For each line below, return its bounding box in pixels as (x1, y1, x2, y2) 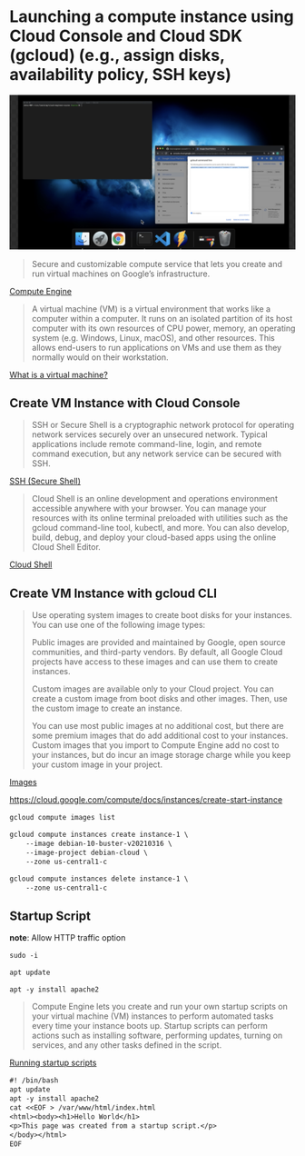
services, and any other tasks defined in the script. (31, 1040, 222, 1051)
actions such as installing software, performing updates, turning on (31, 1030, 283, 1041)
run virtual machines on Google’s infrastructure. (31, 268, 211, 279)
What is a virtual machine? (9, 369, 109, 380)
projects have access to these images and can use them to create (31, 656, 279, 667)
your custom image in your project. (31, 759, 163, 770)
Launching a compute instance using (9, 6, 295, 27)
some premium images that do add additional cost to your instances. (31, 730, 289, 742)
